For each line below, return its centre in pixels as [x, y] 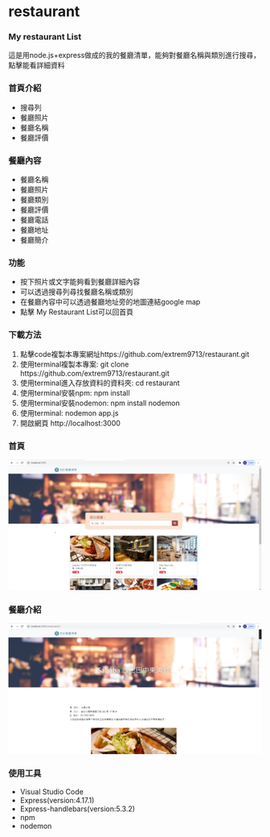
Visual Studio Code [52, 791]
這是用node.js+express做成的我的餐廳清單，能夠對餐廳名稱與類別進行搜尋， [135, 56]
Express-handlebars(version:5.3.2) [77, 809]
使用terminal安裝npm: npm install [75, 392]
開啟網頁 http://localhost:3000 [70, 423]
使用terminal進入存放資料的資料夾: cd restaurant [100, 383]
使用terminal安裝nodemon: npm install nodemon [100, 403]
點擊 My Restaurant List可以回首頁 [77, 312]
